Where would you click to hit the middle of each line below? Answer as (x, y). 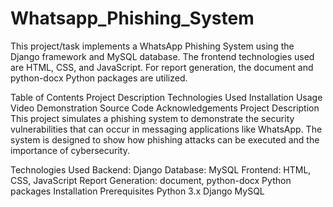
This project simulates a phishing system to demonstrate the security (152, 118)
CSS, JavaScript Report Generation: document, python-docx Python (151, 180)
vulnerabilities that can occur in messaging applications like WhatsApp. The (166, 129)
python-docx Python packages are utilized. (99, 78)
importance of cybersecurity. (70, 150)
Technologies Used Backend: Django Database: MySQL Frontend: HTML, (161, 169)
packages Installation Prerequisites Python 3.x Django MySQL (137, 191)
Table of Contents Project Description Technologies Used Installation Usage (166, 97)
